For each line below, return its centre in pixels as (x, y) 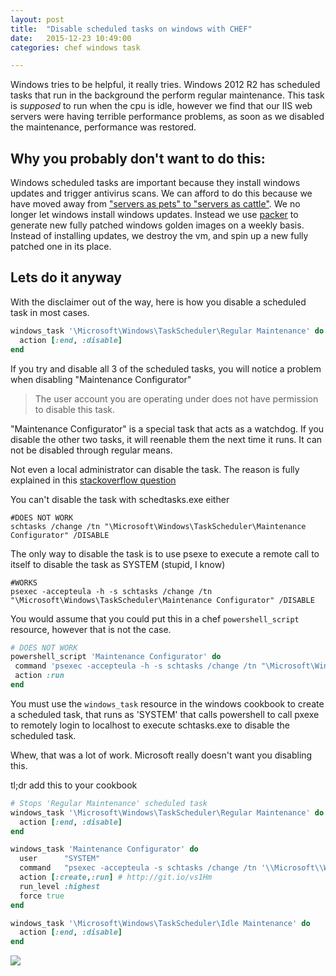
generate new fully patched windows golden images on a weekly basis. (157, 225)
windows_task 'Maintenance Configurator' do (104, 849)
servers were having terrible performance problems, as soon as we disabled (167, 117)
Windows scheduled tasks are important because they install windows (155, 183)
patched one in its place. (61, 247)
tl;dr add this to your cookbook (74, 785)
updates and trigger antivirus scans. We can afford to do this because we (161, 193)
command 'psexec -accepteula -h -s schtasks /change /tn (135, 666)
